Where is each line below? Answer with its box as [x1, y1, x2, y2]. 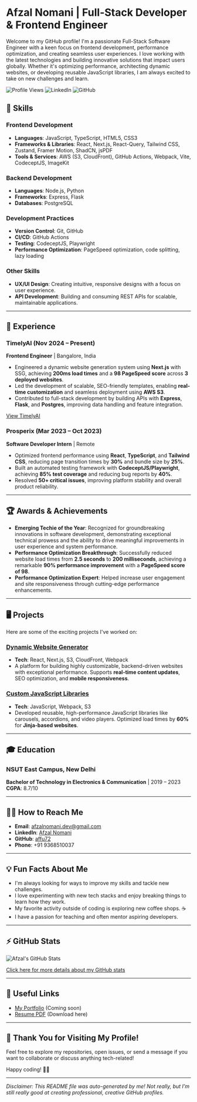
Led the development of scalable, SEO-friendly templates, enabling [14, 383, 177, 390]
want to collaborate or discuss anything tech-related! [6, 1055, 134, 1062]
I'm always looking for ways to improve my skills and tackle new [14, 879, 169, 887]
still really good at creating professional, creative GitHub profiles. [6, 1089, 164, 1096]
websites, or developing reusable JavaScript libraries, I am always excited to [6, 69, 191, 76]
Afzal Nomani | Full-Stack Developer [6, 6, 187, 19]
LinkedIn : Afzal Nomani [14, 829, 72, 836]
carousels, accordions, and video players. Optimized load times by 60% [14, 715, 189, 722]
